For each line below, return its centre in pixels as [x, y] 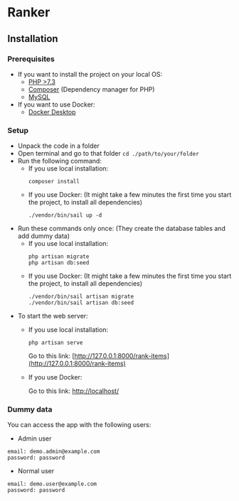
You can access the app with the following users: [79, 425]
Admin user [34, 438]
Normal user [36, 471]
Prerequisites [31, 59]
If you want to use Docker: [56, 104]
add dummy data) [43, 236]
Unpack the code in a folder [58, 146]
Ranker [29, 12]
